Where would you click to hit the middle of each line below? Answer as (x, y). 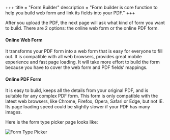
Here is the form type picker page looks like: (52, 122)
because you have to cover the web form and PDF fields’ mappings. (76, 67)
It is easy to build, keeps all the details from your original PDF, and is (77, 90)
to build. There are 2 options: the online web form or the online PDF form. (82, 28)
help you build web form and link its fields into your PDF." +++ (70, 13)
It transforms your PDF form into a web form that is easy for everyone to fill (84, 51)
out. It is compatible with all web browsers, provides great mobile (74, 57)
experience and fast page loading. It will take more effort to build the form (83, 62)
